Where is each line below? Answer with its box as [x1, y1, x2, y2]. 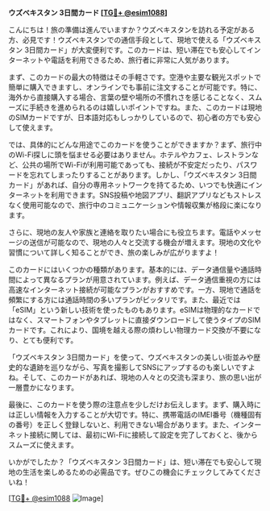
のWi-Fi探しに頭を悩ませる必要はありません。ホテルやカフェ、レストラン [8, 150, 252, 160]
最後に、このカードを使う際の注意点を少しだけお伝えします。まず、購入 [8, 400, 247, 409]
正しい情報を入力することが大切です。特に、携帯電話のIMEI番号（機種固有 [15, 410, 262, 419]
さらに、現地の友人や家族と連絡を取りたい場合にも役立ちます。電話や [8, 227, 241, 237]
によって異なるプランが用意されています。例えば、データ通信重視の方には [15, 275, 262, 285]
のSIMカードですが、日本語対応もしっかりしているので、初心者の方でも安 [8, 113, 254, 122]
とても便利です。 [22, 335, 78, 345]
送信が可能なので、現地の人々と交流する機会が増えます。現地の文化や [29, 238, 262, 247]
